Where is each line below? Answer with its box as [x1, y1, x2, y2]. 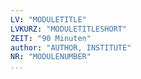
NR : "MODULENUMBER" [10, 52, 92, 62]
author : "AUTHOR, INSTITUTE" [10, 42, 132, 53]
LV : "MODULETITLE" [10, 14, 87, 25]
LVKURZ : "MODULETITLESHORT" [10, 24, 128, 34]
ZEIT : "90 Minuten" [10, 33, 92, 43]
